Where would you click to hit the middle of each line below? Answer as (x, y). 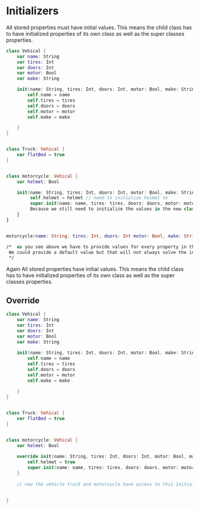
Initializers (33, 11)
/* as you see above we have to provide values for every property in (96, 247)
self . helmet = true (52, 462)
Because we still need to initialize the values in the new (106, 209)
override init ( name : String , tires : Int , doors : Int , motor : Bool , (102, 457)
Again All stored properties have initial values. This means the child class (95, 269)
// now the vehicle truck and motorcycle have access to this (95, 484)
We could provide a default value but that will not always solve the (97, 252)
